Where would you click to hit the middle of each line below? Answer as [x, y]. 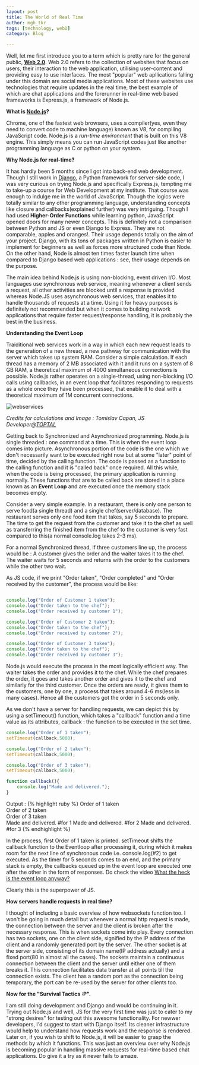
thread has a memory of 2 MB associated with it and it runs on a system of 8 [99, 364]
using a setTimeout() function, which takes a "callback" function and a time [98, 715]
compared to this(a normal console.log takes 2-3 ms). [72, 536]
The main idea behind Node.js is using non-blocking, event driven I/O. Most [99, 277]
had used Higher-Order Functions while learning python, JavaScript [90, 216]
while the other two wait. [36, 566]
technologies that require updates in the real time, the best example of [92, 87]
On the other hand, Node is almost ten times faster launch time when [90, 254]
